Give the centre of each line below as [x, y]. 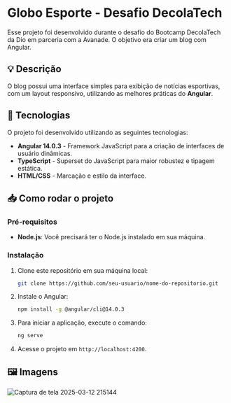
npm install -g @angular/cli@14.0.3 [71, 309]
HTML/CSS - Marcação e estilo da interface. [82, 176]
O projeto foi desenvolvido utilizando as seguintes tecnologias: [98, 132]
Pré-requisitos [32, 222]
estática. [30, 168]
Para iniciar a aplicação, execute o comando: [82, 323]
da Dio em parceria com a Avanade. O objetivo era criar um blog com [107, 39]
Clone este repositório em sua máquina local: [83, 270]
